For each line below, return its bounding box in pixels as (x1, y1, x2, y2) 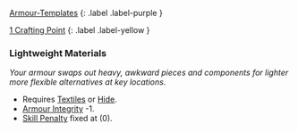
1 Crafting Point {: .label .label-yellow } (9, 25, 150, 35)
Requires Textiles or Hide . (21, 94, 118, 105)
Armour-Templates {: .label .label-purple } (9, 8, 163, 18)
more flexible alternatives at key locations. (9, 77, 166, 87)
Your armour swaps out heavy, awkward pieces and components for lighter (9, 67, 289, 78)
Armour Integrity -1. (21, 103, 95, 114)
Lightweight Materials (9, 46, 107, 59)
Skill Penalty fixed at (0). (21, 113, 114, 124)
